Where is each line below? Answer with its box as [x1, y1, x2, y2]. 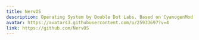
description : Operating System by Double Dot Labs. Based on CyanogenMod [6, 14, 194, 20]
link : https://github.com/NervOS [6, 25, 89, 31]
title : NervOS [6, 8, 42, 15]
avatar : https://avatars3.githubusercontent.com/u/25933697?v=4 [6, 19, 169, 25]
